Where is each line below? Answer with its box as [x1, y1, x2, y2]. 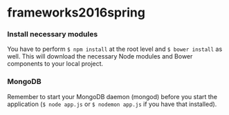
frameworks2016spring [7, 5, 145, 21]
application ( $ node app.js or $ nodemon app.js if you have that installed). [7, 100, 217, 108]
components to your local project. [7, 60, 104, 68]
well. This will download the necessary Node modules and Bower [7, 52, 193, 61]
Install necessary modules [7, 30, 98, 39]
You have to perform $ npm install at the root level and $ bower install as [7, 45, 223, 53]
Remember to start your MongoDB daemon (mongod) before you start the [7, 92, 218, 101]
